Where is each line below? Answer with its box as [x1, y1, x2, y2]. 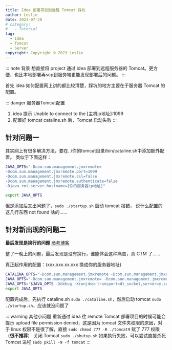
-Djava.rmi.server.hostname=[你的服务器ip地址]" [5, 183, 106, 188]
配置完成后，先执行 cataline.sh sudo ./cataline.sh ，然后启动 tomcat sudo [5, 296, 161, 302]
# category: [5, 21, 31, 27]
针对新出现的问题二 [5, 225, 66, 234]
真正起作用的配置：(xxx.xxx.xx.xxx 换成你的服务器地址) [5, 261, 122, 268]
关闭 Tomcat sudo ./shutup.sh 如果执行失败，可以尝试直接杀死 [33, 332, 166, 338]
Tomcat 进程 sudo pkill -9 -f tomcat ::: [5, 339, 91, 345]
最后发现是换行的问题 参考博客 [5, 240, 70, 246]
